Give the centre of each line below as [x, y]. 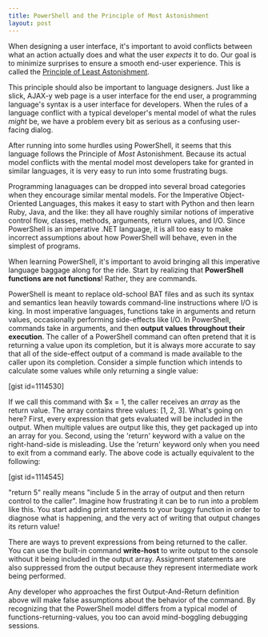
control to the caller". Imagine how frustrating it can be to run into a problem [133, 501]
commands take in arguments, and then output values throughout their [127, 328]
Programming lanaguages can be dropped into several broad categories [127, 186]
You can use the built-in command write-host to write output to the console [133, 550]
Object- [232, 195]
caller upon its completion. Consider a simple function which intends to [125, 362]
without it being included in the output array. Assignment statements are [127, 558]
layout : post [30, 23]
